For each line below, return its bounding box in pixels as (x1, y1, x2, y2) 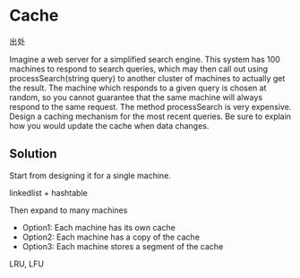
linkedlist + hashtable (9, 187, 88, 198)
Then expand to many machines (9, 205, 128, 215)
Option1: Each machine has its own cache (21, 222, 176, 232)
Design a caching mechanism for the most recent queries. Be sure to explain (9, 111, 292, 122)
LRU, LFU (9, 258, 45, 269)
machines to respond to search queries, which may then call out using (9, 63, 269, 74)
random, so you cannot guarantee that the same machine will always (9, 91, 262, 103)
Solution (9, 147, 57, 162)
